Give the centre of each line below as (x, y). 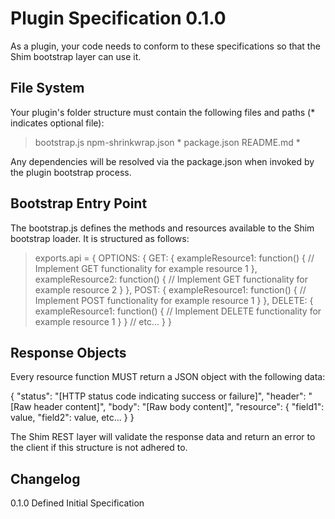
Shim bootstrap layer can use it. (76, 56)
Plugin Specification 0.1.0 (118, 18)
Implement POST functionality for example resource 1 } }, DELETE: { (174, 300)
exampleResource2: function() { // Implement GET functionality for (171, 279)
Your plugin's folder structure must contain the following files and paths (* (163, 112)
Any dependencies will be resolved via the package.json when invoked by (162, 161)
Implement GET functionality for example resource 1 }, (146, 268)
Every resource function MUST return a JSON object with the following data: (168, 377)
